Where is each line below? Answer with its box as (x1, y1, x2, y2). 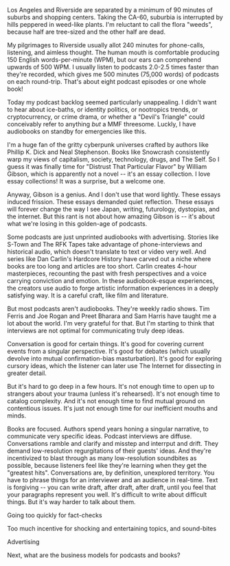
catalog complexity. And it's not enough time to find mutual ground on (7, 397, 205, 405)
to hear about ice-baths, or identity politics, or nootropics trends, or (7, 106, 198, 113)
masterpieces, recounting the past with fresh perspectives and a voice (7, 269, 207, 278)
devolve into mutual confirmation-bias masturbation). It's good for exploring (7, 354, 222, 363)
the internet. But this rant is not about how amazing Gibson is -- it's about (7, 212, 215, 220)
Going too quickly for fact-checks (7, 511, 102, 519)
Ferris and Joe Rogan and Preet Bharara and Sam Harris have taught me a (7, 312, 217, 320)
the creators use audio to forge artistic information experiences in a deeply (7, 284, 219, 292)
